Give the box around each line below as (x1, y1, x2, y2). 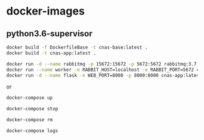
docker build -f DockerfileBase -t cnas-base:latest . (6, 44, 148, 50)
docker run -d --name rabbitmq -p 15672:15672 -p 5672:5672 (6, 61, 162, 67)
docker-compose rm (6, 117, 53, 123)
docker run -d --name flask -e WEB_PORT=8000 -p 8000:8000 (6, 72, 159, 78)
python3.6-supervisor (6, 28, 93, 39)
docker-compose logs (6, 128, 59, 134)
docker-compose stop (6, 106, 59, 112)
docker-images (6, 4, 85, 18)
